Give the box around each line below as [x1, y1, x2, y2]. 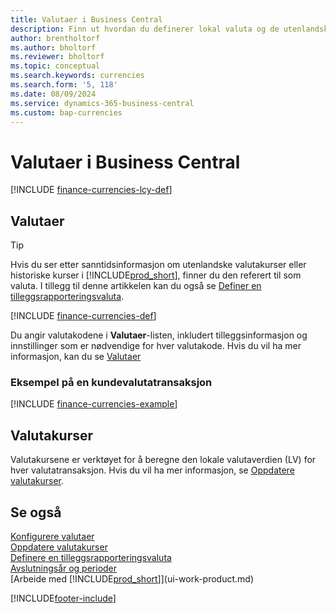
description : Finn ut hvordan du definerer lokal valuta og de [10, 24, 280, 34]
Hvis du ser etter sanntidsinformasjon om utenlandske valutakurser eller [10, 259, 307, 271]
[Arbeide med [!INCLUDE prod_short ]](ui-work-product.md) [10, 573, 255, 585]
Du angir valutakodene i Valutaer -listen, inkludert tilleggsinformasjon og [10, 329, 308, 341]
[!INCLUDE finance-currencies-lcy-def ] [10, 184, 173, 196]
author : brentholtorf [10, 33, 101, 43]
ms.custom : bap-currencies [10, 107, 123, 118]
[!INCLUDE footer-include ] [10, 592, 117, 605]
